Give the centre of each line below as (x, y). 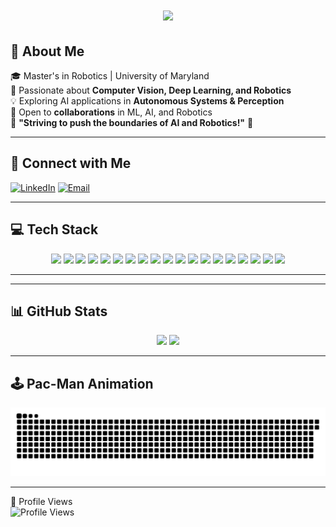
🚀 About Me (47, 51)
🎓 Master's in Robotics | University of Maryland (110, 76)
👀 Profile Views (41, 501)
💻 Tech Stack (54, 229)
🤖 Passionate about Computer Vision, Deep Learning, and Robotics (151, 90)
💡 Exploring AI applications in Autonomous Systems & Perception (147, 101)
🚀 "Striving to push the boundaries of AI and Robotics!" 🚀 (132, 122)
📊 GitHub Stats (59, 311)
